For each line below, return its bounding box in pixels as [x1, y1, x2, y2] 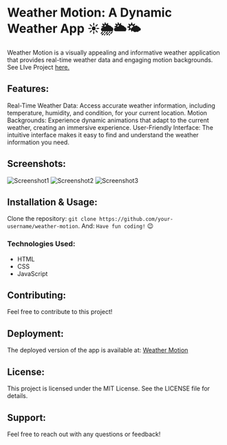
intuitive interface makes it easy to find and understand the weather [7, 130, 199, 139]
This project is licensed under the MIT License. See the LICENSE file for [7, 384, 210, 393]
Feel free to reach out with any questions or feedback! [7, 430, 161, 438]
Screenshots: [7, 158, 67, 170]
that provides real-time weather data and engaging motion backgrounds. [7, 55, 213, 63]
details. [7, 392, 28, 400]
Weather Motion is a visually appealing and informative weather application [7, 48, 220, 57]
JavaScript [17, 269, 48, 277]
